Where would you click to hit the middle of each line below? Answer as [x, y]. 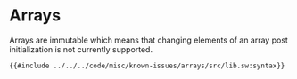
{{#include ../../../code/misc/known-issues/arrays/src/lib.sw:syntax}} [147, 66]
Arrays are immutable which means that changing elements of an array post [148, 40]
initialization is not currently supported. [81, 49]
